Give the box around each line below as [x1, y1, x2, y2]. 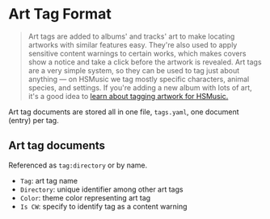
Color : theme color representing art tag [19, 192, 151, 202]
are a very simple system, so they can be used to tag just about [27, 65, 240, 75]
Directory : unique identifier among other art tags [19, 184, 184, 194]
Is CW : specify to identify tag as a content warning [19, 201, 188, 211]
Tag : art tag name [19, 176, 78, 185]
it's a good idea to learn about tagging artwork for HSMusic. [27, 91, 229, 101]
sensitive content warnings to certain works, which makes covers [27, 48, 247, 58]
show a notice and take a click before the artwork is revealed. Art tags [27, 57, 262, 67]
